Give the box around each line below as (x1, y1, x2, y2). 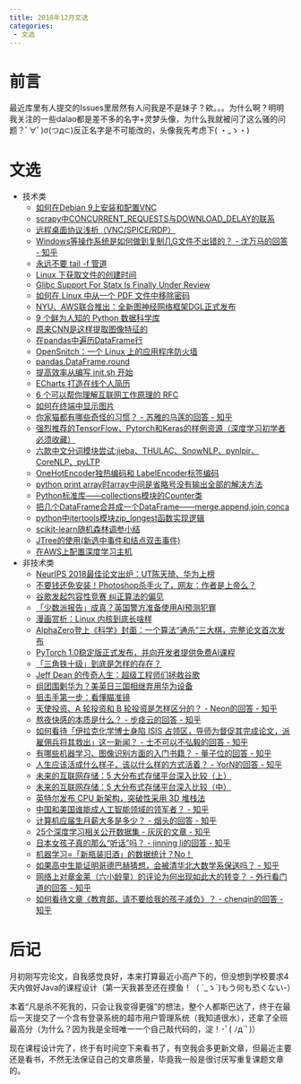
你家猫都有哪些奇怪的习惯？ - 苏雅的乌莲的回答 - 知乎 (35, 412, 233, 422)
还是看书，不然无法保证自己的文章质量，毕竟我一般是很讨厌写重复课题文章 (9, 1054, 284, 1065)
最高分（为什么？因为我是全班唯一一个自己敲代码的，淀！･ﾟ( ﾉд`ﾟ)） (9, 1024, 261, 1035)
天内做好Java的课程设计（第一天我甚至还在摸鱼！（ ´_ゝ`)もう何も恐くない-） (9, 983, 296, 993)
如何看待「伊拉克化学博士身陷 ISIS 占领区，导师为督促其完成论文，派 (35, 725, 290, 736)
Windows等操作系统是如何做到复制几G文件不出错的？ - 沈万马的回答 (35, 236, 288, 247)
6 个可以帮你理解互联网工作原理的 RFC (35, 389, 179, 400)
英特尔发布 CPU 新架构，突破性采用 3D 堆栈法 (35, 793, 206, 803)
